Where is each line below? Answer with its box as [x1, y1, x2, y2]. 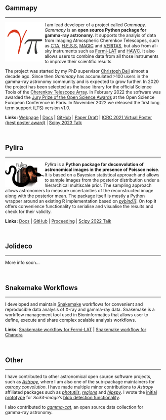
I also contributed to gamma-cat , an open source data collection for [5, 404, 144, 410]
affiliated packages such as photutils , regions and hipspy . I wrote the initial [5, 389, 157, 395]
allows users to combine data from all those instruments [44, 53, 159, 59]
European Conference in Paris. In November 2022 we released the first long [5, 99, 160, 105]
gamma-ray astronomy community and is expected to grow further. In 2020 [5, 79, 159, 84]
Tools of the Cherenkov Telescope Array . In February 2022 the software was [5, 89, 161, 95]
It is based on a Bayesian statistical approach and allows [44, 171, 160, 177]
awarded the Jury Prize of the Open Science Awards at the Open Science [5, 94, 155, 100]
